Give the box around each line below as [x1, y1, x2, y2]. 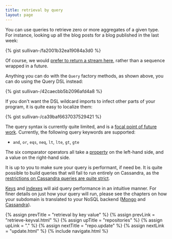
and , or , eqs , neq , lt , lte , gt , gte [12, 139, 80, 145]
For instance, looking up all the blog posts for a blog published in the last [5, 32, 159, 38]
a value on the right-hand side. [5, 154, 70, 160]
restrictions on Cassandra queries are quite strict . [5, 175, 110, 181]
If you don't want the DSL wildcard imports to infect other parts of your [5, 98, 156, 104]
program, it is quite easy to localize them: [5, 103, 93, 109]
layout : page [5, 12, 33, 17]
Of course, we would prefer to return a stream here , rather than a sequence [5, 57, 165, 63]
